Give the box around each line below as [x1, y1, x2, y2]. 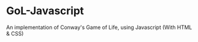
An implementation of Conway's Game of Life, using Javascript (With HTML [6, 24, 193, 31]
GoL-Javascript [6, 4, 85, 18]
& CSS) [6, 30, 24, 37]
